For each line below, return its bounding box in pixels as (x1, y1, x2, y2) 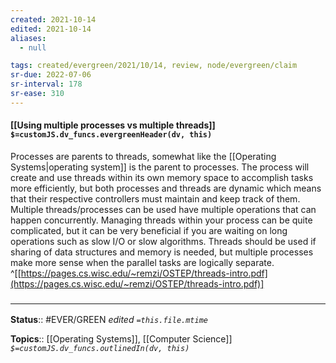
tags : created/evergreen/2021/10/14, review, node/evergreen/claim (10, 61, 298, 71)
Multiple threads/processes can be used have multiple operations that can (10, 203, 317, 215)
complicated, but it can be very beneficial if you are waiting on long (10, 224, 288, 236)
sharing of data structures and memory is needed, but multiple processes (10, 246, 314, 258)
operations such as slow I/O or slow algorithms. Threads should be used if (10, 235, 317, 247)
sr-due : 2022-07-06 (10, 70, 92, 80)
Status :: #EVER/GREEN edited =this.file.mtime (10, 314, 208, 326)
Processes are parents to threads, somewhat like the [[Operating (10, 150, 277, 162)
